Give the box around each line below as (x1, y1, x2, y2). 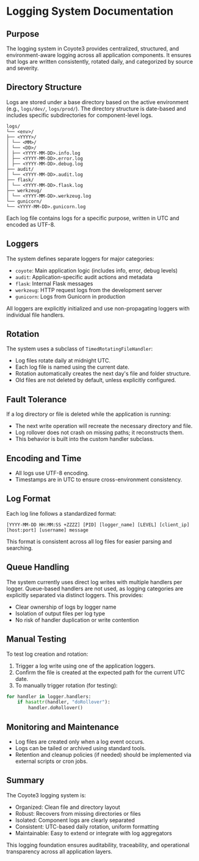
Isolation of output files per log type (15, 609, 106, 617)
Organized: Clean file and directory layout (15, 803, 120, 811)
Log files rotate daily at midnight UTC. (15, 357, 111, 364)
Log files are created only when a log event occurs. (15, 738, 145, 745)
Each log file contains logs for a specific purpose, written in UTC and (6, 214, 179, 222)
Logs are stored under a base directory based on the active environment (6, 98, 189, 105)
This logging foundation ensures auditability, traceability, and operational (6, 841, 190, 849)
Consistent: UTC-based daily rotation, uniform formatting (15, 822, 159, 830)
